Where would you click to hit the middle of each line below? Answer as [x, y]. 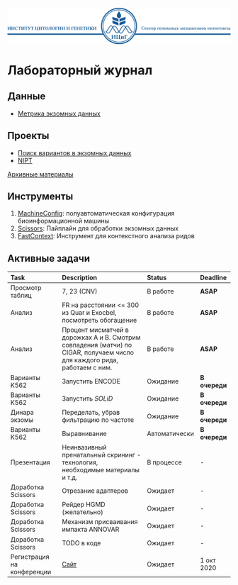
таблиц [21, 295]
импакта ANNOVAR [91, 530]
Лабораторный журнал [80, 70]
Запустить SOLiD [87, 399]
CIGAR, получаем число [98, 352]
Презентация [30, 462]
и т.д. [70, 477]
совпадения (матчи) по [97, 345]
